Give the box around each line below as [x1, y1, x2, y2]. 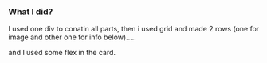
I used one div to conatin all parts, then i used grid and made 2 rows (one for [8, 24, 260, 34]
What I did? [8, 6, 53, 17]
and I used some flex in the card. [8, 48, 116, 57]
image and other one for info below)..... [8, 32, 137, 42]
